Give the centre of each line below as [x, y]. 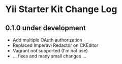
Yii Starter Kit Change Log [61, 9]
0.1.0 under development [46, 28]
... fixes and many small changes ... [49, 56]
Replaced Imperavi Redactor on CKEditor [55, 45]
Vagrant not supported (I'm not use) [50, 51]
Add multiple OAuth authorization [48, 40]
